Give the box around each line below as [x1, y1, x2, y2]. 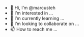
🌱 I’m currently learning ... [10, 15, 65, 21]
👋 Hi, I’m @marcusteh [10, 5, 56, 10]
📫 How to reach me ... [10, 26, 58, 32]
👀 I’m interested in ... [10, 10, 53, 16]
